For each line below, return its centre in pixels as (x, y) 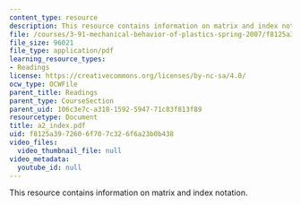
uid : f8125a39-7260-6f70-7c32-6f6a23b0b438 (92, 134)
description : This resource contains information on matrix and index (144, 26)
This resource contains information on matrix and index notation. (129, 192)
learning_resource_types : (57, 59)
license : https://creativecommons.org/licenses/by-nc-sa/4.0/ (128, 76)
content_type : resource (54, 17)
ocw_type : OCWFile (43, 84)
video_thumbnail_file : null (70, 150)
